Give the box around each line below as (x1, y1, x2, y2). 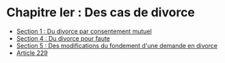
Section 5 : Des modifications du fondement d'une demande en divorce (16, 41, 218, 49)
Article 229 (16, 49, 49, 57)
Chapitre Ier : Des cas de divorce (6, 5, 196, 20)
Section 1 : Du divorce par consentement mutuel (16, 27, 152, 35)
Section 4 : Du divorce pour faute (16, 34, 111, 42)
